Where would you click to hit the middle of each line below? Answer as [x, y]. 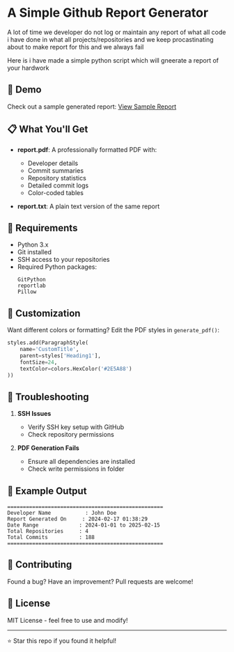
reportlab [32, 286]
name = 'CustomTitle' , [49, 350]
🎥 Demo [24, 90]
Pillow [27, 292]
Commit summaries [56, 170]
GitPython [32, 280]
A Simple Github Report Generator [108, 13]
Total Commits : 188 [51, 538]
